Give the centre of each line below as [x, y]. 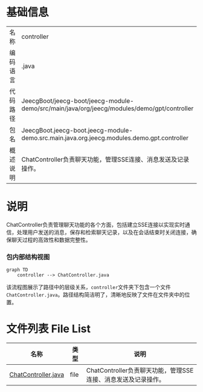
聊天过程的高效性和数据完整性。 [51, 240]
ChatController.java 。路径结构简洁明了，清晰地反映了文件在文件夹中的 [96, 295]
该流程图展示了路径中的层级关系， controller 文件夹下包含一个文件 [89, 287]
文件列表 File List [48, 329]
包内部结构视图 [28, 256]
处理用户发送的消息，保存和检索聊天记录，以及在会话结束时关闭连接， [104, 232]
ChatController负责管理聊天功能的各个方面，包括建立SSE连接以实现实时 [96, 224]
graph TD [17, 270]
